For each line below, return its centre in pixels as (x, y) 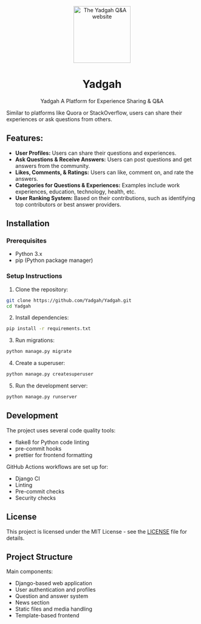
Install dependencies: (42, 318)
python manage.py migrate (39, 352)
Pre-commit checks (40, 491)
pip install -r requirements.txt (49, 329)
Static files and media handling (54, 609)
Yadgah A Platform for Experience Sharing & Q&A (102, 101)
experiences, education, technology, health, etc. (76, 192)
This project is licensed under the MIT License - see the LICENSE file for (97, 531)
